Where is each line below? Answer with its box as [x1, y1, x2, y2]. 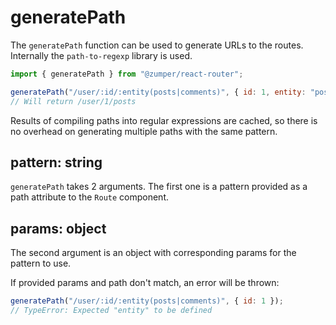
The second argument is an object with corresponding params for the [10, 247, 297, 259]
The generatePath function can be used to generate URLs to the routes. [10, 39, 304, 51]
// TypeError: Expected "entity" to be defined [10, 306, 213, 316]
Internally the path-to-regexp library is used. [10, 49, 193, 61]
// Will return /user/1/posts [10, 96, 137, 106]
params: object [10, 220, 107, 237]
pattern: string [10, 154, 103, 171]
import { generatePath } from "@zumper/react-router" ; [10, 69, 244, 79]
